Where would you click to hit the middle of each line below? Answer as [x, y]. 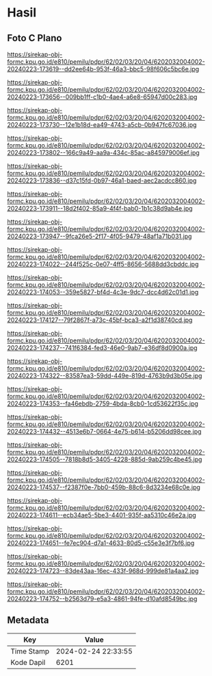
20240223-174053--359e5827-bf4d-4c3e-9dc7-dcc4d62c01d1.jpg [103, 292]
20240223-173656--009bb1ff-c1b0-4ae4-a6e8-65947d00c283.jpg [102, 97]
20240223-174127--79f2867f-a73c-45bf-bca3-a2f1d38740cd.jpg [100, 320]
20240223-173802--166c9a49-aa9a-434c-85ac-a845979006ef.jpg [103, 153]
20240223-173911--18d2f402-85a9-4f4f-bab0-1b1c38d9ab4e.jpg [100, 208]
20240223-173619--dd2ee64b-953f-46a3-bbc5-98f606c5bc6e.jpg [103, 69]
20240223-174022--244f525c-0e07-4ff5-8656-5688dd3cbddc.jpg [103, 264]
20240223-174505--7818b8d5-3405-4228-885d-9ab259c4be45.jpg [105, 459]
